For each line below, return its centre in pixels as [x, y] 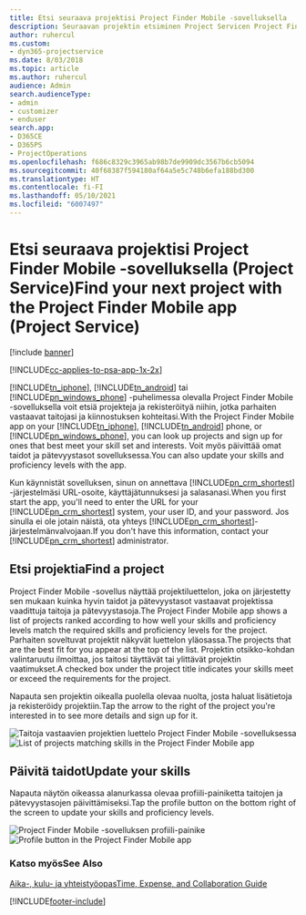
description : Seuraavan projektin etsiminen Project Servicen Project [146, 26]
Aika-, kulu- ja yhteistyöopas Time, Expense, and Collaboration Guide [138, 883]
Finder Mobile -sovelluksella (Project [152, 269]
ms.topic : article [44, 69]
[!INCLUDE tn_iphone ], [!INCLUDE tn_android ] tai [99, 387]
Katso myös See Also [56, 864]
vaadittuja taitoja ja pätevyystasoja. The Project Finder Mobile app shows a [148, 611]
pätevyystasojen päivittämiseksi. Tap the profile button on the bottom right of [153, 803]
